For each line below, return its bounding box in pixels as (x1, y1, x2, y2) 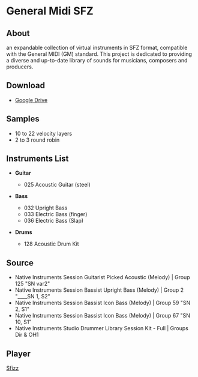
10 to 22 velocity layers (14, 130, 73, 137)
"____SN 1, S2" (14, 293, 51, 300)
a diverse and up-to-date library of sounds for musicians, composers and (6, 57, 188, 64)
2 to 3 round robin (14, 136, 60, 143)
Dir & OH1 (14, 331, 39, 339)
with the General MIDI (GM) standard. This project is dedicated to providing (6, 50, 192, 58)
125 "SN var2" (14, 280, 50, 288)
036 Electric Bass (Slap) (23, 217, 84, 225)
